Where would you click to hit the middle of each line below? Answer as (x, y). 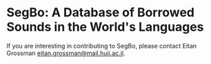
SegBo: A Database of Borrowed (100, 13)
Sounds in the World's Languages (105, 27)
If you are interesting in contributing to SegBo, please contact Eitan (102, 46)
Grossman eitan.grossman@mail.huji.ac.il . (66, 53)
